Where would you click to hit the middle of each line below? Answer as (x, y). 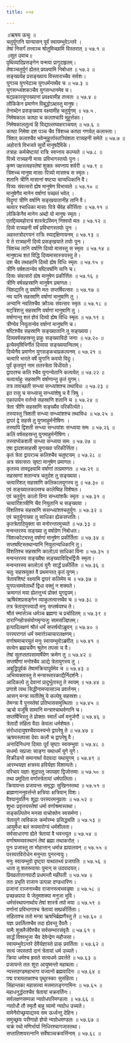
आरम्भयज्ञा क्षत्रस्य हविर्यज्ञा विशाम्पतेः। (42, 764)
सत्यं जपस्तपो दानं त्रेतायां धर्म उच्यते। (42, 951)
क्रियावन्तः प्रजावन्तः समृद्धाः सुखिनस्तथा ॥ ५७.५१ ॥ (56, 785)
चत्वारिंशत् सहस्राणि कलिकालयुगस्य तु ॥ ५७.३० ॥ (55, 482)
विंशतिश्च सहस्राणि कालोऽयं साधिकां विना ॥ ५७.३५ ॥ (58, 551)
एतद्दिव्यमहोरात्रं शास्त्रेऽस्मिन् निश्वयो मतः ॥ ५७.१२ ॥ (56, 220)
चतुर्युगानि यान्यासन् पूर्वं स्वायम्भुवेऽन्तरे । (44, 42)
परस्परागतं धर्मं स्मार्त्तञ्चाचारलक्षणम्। (41, 634)
